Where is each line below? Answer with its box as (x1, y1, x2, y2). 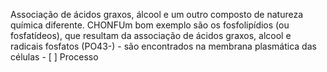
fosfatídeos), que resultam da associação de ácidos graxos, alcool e (10, 30, 292, 41)
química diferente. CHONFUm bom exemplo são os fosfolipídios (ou (10, 19, 290, 31)
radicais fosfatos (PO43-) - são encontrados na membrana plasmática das (10, 40, 317, 52)
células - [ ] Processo (10, 51, 99, 63)
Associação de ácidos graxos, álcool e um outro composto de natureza (10, 9, 304, 20)
